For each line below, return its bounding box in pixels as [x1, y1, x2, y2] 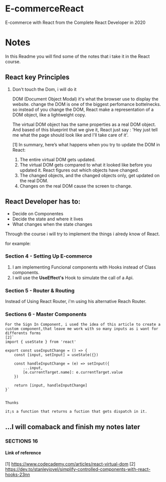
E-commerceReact [5, 3, 84, 14]
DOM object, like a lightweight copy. [12, 111, 86, 117]
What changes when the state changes [12, 221, 93, 227]
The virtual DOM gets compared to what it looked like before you [19, 162, 152, 168]
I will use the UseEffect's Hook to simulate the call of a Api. [12, 275, 134, 281]
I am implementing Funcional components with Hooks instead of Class [12, 264, 156, 270]
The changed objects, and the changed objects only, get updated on [19, 172, 160, 178]
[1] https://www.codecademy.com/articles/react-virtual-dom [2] [5, 461, 136, 467]
